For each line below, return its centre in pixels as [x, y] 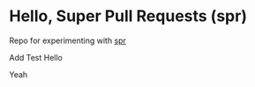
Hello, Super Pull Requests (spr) [128, 16]
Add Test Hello [36, 57]
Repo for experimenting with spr [67, 40]
